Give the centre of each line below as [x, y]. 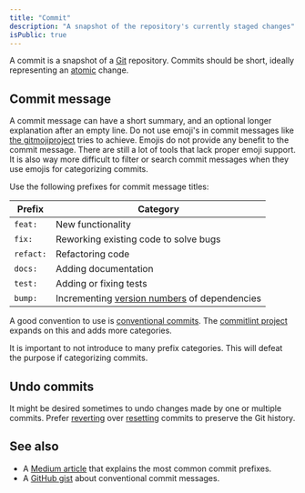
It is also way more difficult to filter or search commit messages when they [149, 159]
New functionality [94, 225]
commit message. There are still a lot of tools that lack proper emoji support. [152, 150]
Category [159, 209]
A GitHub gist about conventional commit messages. [121, 478]
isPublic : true [38, 35]
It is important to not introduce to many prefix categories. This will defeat [146, 348]
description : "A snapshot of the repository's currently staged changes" [152, 26]
